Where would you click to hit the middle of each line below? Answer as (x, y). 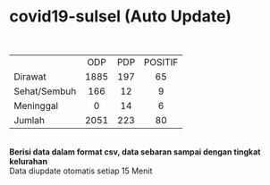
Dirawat (30, 76)
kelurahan (28, 161)
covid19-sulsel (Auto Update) (121, 17)
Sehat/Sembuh (45, 91)
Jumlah (29, 120)
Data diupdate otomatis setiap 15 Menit (81, 171)
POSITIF (161, 62)
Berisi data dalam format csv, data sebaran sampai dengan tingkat (135, 151)
